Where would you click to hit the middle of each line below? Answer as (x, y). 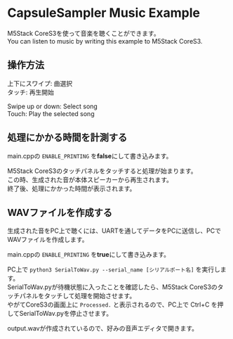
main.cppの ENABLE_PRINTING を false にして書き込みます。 (90, 155)
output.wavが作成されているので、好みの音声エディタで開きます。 (103, 328)
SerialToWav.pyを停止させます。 (66, 314)
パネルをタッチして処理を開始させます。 (78, 296)
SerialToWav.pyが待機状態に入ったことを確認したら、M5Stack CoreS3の (112, 287)
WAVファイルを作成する (60, 212)
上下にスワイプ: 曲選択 (40, 83)
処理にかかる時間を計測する (67, 137)
